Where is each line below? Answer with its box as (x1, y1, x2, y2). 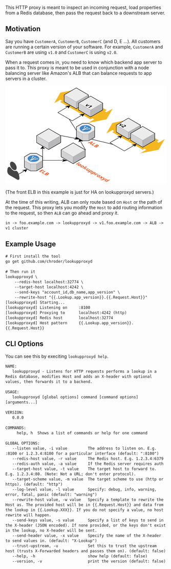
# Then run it (5, 269, 36, 274)
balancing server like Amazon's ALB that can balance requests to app (5, 70, 152, 76)
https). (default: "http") (5, 482, 63, 487)
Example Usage (5, 240, 56, 248)
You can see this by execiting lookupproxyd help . (5, 353, 109, 359)
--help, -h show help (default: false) (12, 554, 147, 559)
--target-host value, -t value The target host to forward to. (12, 466, 157, 472)
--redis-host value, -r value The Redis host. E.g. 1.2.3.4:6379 (12, 456, 164, 461)
